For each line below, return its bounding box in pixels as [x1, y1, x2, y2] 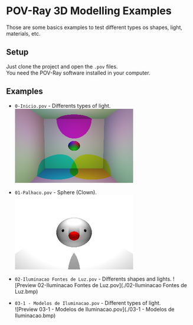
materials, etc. [6, 30, 41, 37]
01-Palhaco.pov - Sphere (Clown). [14, 188, 97, 196]
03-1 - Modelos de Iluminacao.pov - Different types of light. [14, 299, 161, 306]
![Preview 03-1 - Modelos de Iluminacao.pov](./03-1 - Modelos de [14, 305, 175, 313]
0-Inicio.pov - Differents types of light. [14, 102, 111, 109]
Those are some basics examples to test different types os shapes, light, [6, 24, 183, 31]
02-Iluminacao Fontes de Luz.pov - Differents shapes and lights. [14, 275, 172, 282]
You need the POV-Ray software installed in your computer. [6, 69, 151, 76]
